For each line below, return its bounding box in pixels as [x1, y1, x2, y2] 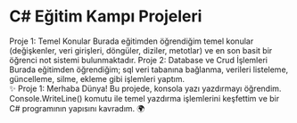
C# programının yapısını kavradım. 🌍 [9, 102, 145, 113]
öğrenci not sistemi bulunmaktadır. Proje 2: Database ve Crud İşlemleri [9, 54, 268, 65]
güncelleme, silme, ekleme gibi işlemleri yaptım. [9, 73, 186, 84]
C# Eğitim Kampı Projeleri [9, 6, 202, 27]
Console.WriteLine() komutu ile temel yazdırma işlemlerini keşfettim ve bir [9, 93, 279, 103]
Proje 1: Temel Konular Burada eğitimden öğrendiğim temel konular [9, 36, 254, 46]
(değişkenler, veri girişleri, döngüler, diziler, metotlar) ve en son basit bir [9, 45, 273, 55]
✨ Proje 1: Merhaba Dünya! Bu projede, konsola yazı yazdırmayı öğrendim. [9, 83, 282, 94]
